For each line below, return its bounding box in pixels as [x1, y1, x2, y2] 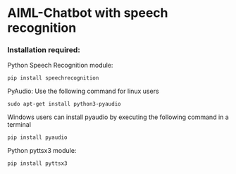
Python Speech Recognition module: [7, 61, 113, 70]
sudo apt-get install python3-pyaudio [7, 101, 121, 108]
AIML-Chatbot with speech [7, 5, 168, 21]
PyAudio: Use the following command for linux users [7, 87, 160, 96]
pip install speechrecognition [7, 75, 99, 82]
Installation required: [7, 45, 81, 55]
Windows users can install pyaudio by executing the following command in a [7, 113, 229, 121]
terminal [7, 120, 32, 129]
